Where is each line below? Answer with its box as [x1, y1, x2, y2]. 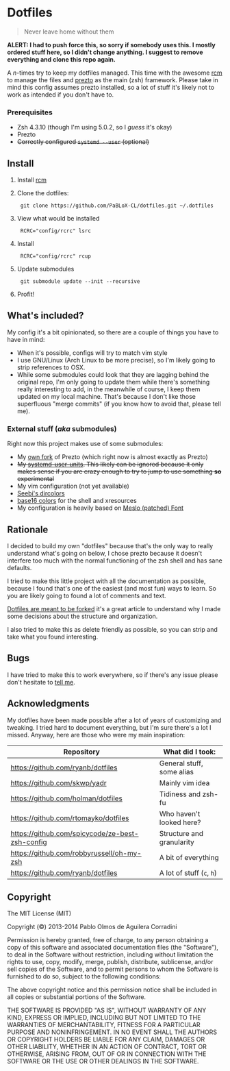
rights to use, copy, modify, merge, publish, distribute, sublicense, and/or [7, 958, 214, 966]
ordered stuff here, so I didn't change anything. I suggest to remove [7, 48, 203, 56]
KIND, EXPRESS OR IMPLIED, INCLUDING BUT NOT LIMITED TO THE [7, 1013, 201, 1022]
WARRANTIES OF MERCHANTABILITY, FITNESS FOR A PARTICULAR [7, 1021, 201, 1029]
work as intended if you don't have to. [7, 90, 114, 99]
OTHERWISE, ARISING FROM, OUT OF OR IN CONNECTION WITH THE [7, 1050, 207, 1058]
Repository [63, 747, 101, 756]
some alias [159, 767, 194, 776]
